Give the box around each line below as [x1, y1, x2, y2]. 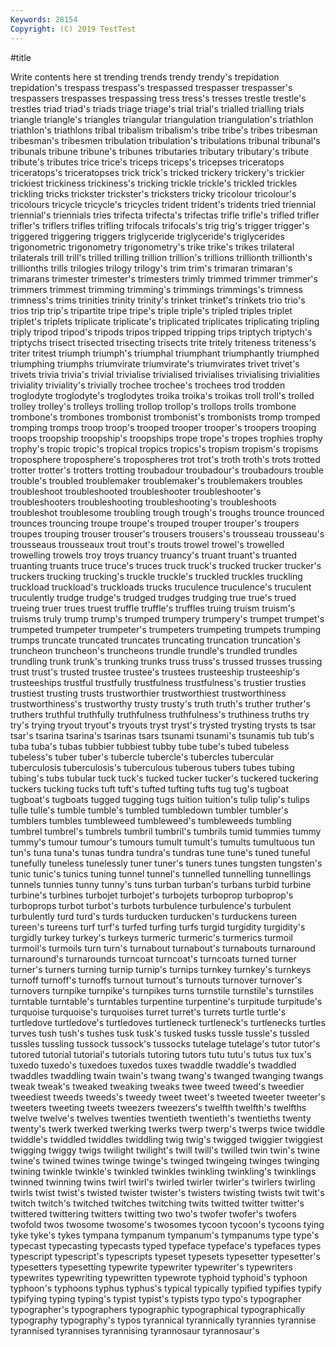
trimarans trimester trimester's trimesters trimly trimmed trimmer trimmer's [10, 272, 318, 285]
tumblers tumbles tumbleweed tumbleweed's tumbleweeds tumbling [10, 814, 292, 826]
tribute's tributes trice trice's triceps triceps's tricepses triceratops [10, 156, 285, 168]
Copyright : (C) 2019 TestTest [10, 24, 137, 34]
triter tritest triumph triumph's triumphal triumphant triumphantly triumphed [10, 347, 320, 359]
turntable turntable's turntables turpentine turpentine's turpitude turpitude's [10, 995, 323, 1007]
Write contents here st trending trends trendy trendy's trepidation [10, 71, 280, 83]
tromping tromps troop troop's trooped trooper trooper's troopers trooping [10, 421, 317, 433]
